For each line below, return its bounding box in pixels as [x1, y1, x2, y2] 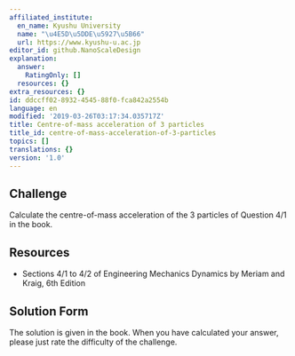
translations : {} [9, 145, 74, 154]
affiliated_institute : [9, 12, 93, 22]
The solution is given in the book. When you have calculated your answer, [9, 327, 279, 337]
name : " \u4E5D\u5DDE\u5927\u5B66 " [17, 29, 145, 38]
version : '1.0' [9, 153, 66, 162]
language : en [9, 104, 58, 113]
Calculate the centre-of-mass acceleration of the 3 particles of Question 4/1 [9, 210, 287, 220]
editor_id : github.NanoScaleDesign [9, 46, 141, 55]
